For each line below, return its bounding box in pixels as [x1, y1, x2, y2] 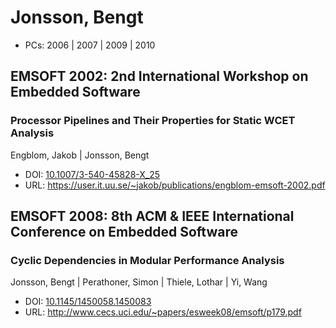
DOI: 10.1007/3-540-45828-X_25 [24, 168, 161, 180]
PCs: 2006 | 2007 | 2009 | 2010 [24, 39, 156, 51]
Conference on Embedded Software [10, 224, 238, 241]
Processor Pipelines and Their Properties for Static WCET [10, 114, 296, 128]
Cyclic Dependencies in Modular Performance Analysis [10, 253, 285, 267]
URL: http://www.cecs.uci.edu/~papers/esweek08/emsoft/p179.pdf [24, 306, 302, 318]
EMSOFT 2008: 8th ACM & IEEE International [10, 208, 295, 225]
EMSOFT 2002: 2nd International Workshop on [10, 68, 309, 85]
